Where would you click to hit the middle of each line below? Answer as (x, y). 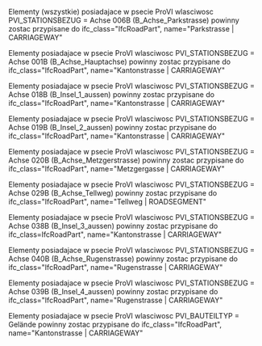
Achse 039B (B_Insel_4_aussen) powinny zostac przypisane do (113, 291)
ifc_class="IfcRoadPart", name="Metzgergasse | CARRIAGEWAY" (116, 169)
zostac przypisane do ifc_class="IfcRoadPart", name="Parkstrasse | (121, 29)
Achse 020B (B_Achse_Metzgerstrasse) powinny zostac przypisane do (126, 160)
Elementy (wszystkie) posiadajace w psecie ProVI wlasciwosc (111, 12)
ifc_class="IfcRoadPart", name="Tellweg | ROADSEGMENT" (108, 202)
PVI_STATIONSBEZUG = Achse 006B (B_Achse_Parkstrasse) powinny (124, 20)
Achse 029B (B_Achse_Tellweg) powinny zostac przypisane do (113, 193)
